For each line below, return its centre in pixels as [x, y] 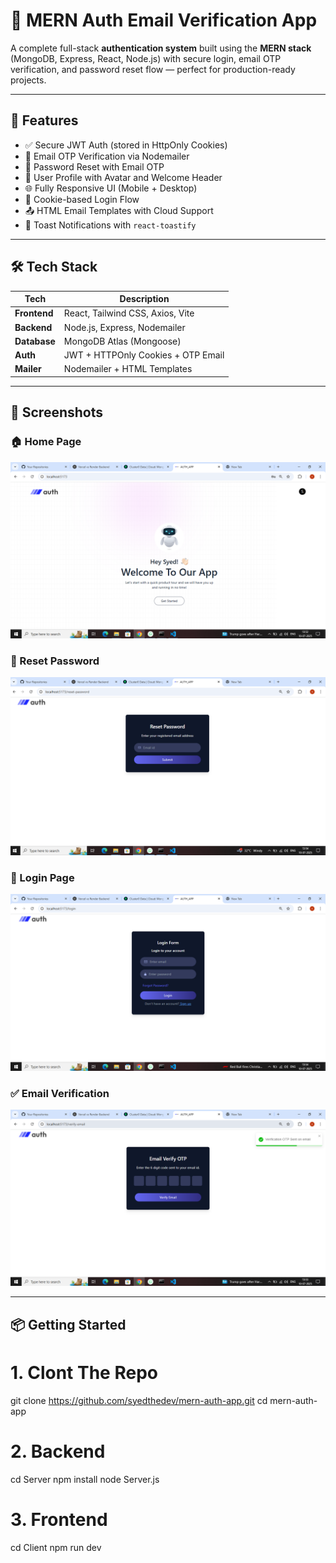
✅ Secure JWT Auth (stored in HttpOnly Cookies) [126, 145]
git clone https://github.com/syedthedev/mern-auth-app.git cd [139, 1400]
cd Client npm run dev [56, 1547]
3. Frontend [59, 1519]
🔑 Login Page [42, 877]
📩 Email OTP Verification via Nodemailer [107, 156]
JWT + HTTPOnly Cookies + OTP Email [144, 355]
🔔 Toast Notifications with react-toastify [110, 225]
